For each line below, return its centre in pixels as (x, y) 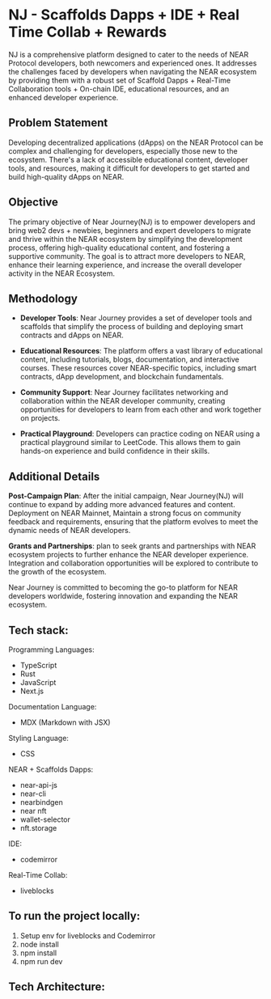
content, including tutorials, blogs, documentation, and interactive (130, 360)
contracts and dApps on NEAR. (72, 335)
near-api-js (39, 785)
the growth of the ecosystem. (57, 572)
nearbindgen (41, 802)
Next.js (32, 691)
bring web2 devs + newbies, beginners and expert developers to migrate (130, 230)
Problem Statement (58, 123)
